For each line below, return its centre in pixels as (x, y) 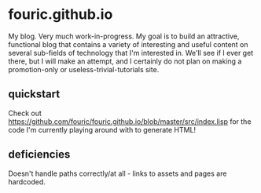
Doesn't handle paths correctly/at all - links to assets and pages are (118, 173)
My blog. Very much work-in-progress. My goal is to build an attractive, (124, 36)
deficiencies (39, 155)
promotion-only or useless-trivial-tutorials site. (84, 69)
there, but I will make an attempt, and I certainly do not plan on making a (125, 61)
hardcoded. (27, 181)
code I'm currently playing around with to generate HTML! (102, 129)
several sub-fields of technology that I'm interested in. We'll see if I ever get (131, 53)
